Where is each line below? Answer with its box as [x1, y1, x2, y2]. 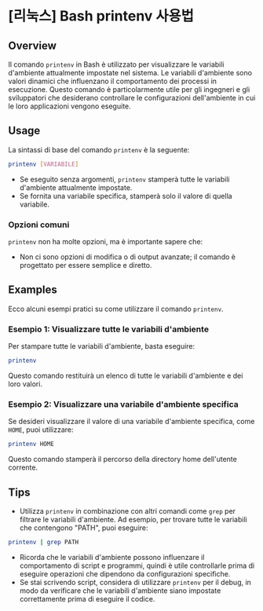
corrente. [8, 463, 38, 472]
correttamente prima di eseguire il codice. [19, 594, 155, 603]
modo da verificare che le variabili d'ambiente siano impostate [19, 586, 221, 595]
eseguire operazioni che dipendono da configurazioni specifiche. [19, 569, 231, 578]
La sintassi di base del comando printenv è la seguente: [8, 145, 190, 154]
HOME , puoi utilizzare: [8, 425, 74, 434]
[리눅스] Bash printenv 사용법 [8, 7, 195, 25]
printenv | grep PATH [8, 538, 79, 546]
